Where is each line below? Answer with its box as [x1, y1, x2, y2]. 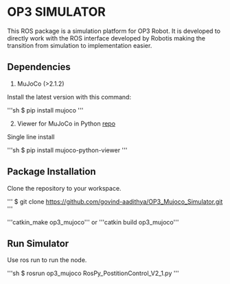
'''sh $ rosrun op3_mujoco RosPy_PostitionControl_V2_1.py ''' [7, 269, 180, 278]
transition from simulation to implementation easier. [7, 41, 152, 49]
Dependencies [7, 61, 71, 73]
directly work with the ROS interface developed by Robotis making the [7, 34, 206, 42]
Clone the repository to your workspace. [7, 184, 122, 192]
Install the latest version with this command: [7, 93, 132, 101]
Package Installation [7, 166, 96, 178]
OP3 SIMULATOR [7, 4, 106, 20]
